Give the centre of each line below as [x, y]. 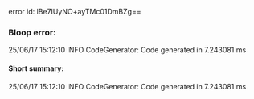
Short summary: [36, 68]
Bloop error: [32, 32]
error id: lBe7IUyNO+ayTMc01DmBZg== [75, 12]
